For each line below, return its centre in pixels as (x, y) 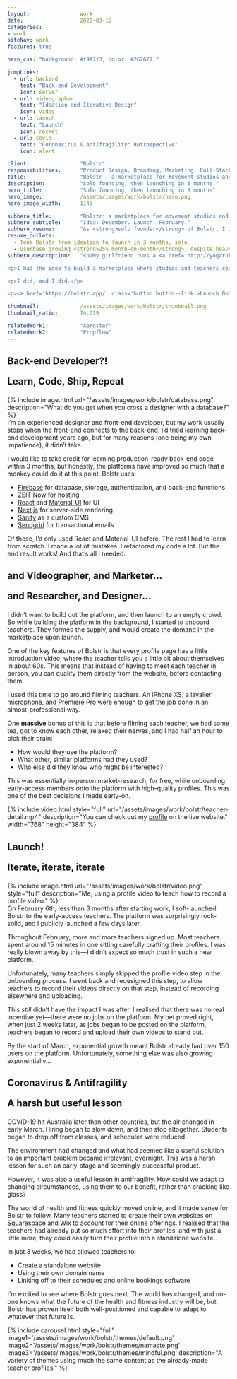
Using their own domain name (61, 1273)
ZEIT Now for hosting (48, 495)
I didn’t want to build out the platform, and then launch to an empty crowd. (115, 615)
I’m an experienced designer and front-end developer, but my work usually (116, 423)
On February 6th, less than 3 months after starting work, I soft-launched (112, 908)
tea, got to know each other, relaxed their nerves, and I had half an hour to (115, 731)
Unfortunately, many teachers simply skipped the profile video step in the (114, 973)
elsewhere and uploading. (45, 996)
